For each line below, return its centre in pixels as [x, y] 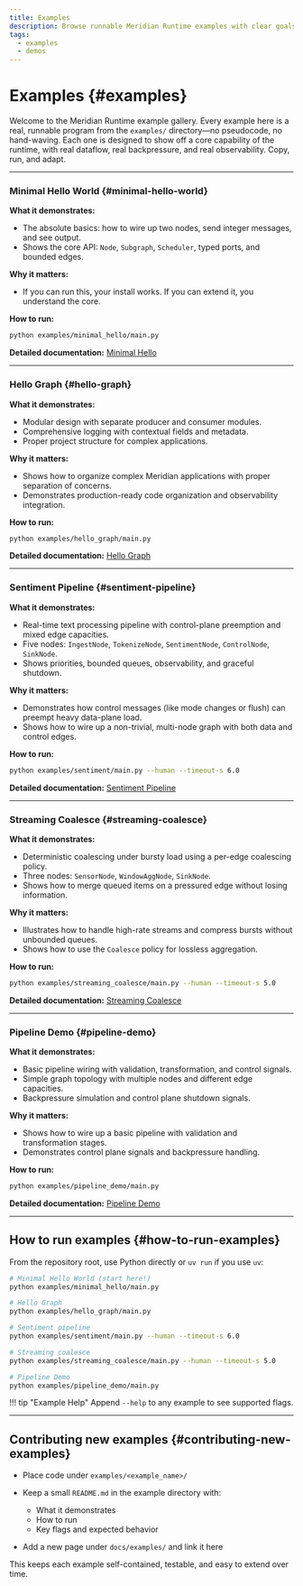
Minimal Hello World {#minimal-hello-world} [109, 190]
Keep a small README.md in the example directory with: [122, 1493]
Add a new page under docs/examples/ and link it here [123, 1547]
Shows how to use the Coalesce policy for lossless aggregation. [140, 949]
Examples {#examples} [98, 96]
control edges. [49, 736]
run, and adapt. [37, 160]
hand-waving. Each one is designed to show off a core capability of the [142, 140]
